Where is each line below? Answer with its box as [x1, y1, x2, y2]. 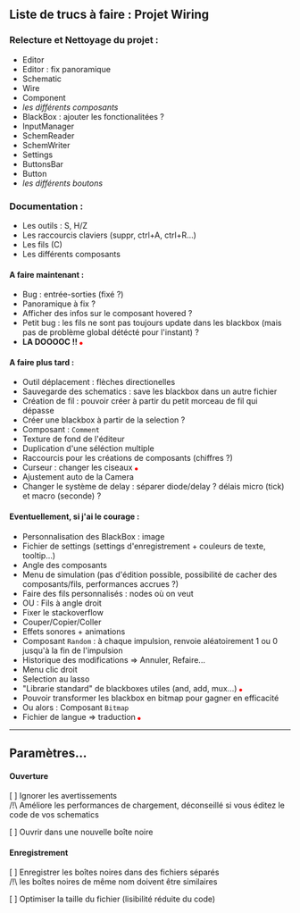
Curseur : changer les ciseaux [21, 462, 133, 473]
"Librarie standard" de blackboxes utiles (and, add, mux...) [21, 683, 237, 693]
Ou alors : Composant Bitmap [21, 701, 129, 713]
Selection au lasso [21, 674, 90, 684]
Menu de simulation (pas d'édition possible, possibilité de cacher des [21, 569, 278, 580]
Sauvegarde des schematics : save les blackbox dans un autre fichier [21, 386, 278, 397]
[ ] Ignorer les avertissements [9, 791, 118, 801]
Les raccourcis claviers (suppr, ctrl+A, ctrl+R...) [21, 230, 196, 240]
